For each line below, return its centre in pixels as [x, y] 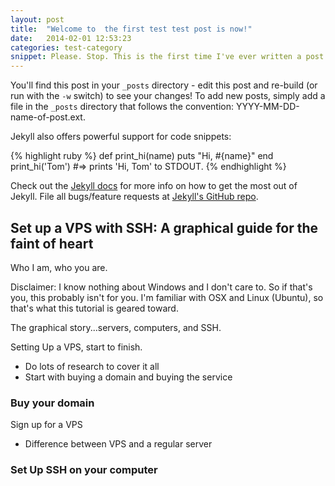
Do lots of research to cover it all [92, 366]
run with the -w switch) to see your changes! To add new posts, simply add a [168, 96]
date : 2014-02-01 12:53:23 [71, 38]
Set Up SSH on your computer [84, 470]
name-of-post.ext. [48, 117]
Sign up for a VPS [46, 425]
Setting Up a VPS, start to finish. [76, 347]
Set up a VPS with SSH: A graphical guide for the [164, 227]
